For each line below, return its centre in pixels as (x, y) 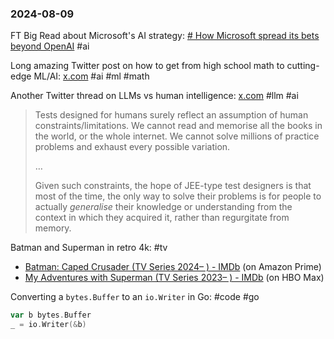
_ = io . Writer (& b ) (48, 325)
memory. (53, 228)
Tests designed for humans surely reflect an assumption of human (171, 115)
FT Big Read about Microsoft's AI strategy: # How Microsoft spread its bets (165, 36)
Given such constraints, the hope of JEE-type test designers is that (173, 186)
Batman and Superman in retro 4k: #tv (89, 248)
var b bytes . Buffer (51, 315)
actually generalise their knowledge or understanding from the (163, 207)
